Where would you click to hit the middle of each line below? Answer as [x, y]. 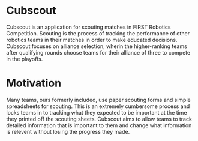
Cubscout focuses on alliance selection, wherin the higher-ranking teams [97, 46]
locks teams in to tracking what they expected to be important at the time [97, 112]
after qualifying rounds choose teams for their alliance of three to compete [98, 52]
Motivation [34, 83]
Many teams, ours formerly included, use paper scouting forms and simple [98, 100]
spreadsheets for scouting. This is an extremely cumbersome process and [98, 106]
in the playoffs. [25, 59]
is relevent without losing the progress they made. [68, 131]
